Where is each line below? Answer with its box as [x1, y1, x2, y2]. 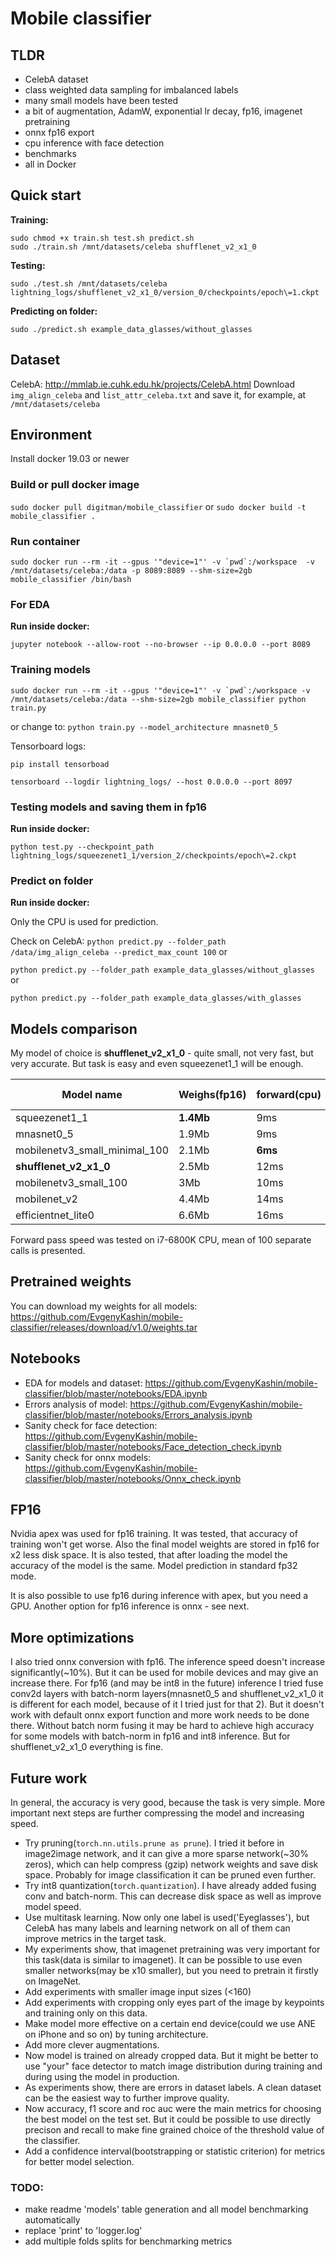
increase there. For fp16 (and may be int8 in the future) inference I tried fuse [10, 1677, 324, 1689]
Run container [10, 534, 81, 548]
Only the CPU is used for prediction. [10, 916, 159, 928]
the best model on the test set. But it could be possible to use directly [24, 2113, 312, 2126]
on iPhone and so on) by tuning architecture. [24, 2028, 209, 2041]
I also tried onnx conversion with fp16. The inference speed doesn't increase [10, 1656, 326, 1668]
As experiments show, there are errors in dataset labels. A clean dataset [24, 2082, 322, 2094]
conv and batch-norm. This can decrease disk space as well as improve [24, 1890, 322, 1902]
